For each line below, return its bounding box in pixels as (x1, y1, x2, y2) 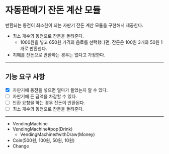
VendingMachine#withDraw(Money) (20, 131, 95, 137)
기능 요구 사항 (5, 72, 45, 81)
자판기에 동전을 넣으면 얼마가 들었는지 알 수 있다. (12, 87, 108, 93)
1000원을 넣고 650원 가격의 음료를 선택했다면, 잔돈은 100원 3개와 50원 (20, 39, 160, 45)
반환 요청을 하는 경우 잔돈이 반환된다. (12, 99, 86, 106)
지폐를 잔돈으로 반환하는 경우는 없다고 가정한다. (12, 51, 106, 58)
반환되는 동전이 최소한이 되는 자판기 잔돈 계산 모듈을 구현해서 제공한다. (5, 22, 143, 28)
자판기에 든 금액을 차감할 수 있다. (12, 93, 77, 99)
